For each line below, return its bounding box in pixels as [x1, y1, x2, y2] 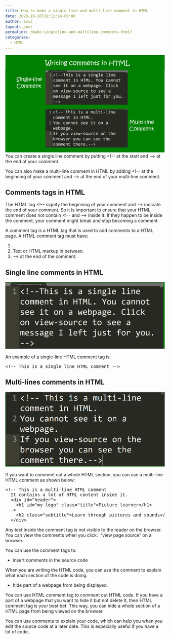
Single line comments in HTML [5, 268, 104, 277]
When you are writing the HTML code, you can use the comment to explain [5, 567, 162, 573]
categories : [5, 35, 30, 40]
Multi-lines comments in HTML [5, 378, 105, 387]
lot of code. [5, 628, 29, 634]
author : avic [5, 19, 33, 24]
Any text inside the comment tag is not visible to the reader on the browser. [5, 527, 162, 533]
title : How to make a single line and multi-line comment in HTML [5, 8, 148, 13]
